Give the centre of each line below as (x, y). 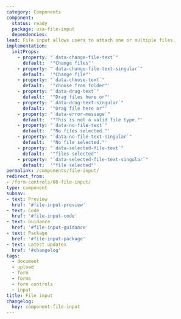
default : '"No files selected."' (66, 131)
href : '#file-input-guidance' (50, 228)
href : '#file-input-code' (45, 216)
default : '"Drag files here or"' (66, 97)
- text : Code (23, 210)
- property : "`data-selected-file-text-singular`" (83, 159)
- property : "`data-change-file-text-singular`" (80, 69)
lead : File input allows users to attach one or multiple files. (91, 40)
